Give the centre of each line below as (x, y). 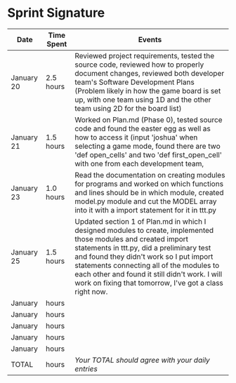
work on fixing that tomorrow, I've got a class (149, 283)
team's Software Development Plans (135, 82)
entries (86, 368)
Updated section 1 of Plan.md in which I (140, 221)
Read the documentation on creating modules (150, 175)
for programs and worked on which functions (149, 184)
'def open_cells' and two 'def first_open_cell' (149, 154)
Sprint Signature (56, 13)
